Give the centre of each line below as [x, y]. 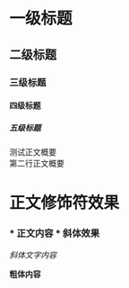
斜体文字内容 [33, 255]
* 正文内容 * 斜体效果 [55, 233]
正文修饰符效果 [64, 203]
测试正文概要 [33, 152]
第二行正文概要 [37, 164]
